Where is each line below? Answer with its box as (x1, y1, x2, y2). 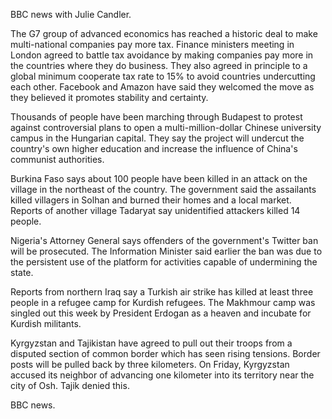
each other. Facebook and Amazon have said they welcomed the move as (10, 81, 315, 93)
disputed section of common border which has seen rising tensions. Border (10, 348, 321, 359)
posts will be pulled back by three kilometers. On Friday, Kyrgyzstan (10, 359, 290, 370)
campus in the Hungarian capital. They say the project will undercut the (10, 132, 305, 144)
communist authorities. (10, 154, 105, 165)
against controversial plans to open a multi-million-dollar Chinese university (10, 122, 322, 133)
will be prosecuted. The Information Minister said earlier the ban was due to (10, 245, 323, 257)
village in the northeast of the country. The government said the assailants (10, 184, 317, 195)
